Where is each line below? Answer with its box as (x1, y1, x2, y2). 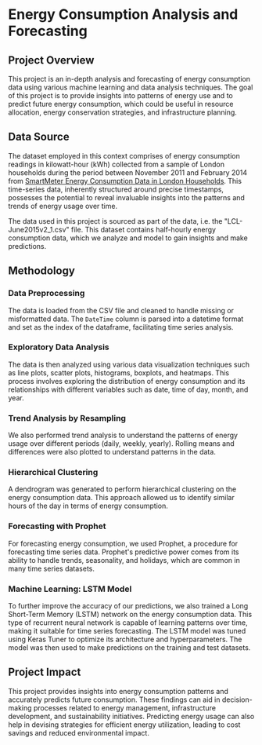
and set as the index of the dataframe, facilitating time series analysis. (8, 322, 234, 331)
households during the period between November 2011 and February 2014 (8, 167, 248, 177)
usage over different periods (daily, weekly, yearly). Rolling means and (8, 439, 235, 448)
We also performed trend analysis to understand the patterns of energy (8, 430, 239, 440)
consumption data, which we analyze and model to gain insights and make (8, 233, 248, 243)
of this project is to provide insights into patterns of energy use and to (8, 91, 233, 100)
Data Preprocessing (8, 288, 85, 299)
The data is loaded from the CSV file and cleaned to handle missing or (8, 305, 235, 315)
